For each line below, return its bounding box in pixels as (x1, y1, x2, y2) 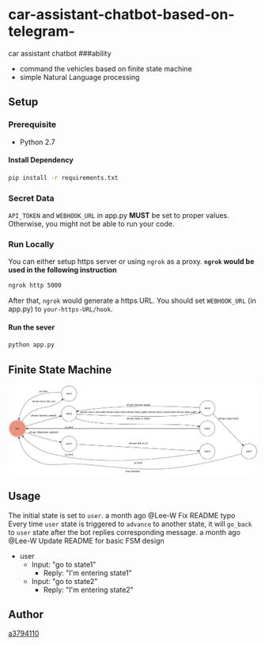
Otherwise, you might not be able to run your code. (8, 219, 175, 228)
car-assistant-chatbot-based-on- (8, 6, 235, 24)
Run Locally (8, 239, 55, 250)
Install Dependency (8, 155, 74, 165)
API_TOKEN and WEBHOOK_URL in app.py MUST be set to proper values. (8, 211, 229, 219)
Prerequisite (8, 119, 57, 130)
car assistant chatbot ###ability (8, 48, 112, 58)
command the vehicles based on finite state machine (19, 63, 192, 73)
